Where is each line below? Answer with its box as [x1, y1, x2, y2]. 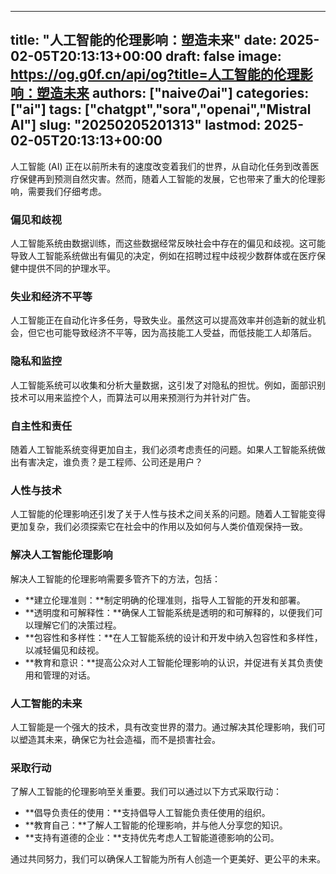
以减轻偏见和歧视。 [24, 644, 105, 656]
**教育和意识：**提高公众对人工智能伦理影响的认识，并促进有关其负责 [24, 656, 315, 668]
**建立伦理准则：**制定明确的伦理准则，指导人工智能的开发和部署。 [24, 594, 306, 606]
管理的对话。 [42, 669, 96, 681]
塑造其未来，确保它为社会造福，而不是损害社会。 [18, 733, 221, 745]
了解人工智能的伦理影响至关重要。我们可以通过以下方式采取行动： [10, 786, 282, 798]
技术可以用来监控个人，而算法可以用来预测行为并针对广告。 [10, 391, 256, 403]
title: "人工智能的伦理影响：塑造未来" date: [10, 32, 277, 49]
